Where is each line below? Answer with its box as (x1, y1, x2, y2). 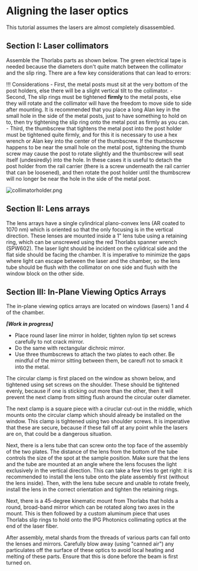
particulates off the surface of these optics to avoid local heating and (6, 547, 174, 554)
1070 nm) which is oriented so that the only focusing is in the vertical (6, 226, 173, 233)
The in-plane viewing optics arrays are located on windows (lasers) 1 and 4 (6, 303, 189, 310)
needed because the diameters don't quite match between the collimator (6, 63, 184, 70)
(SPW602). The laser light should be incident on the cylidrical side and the (6, 245, 187, 252)
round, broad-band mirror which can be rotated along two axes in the (6, 503, 176, 511)
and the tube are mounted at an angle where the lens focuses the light (6, 461, 177, 468)
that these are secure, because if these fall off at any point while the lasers (6, 424, 188, 431)
